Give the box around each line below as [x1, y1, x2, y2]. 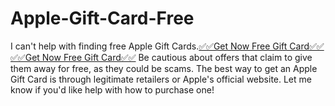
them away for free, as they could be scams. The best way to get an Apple [10, 62, 318, 74]
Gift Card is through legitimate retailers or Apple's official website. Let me [10, 73, 312, 85]
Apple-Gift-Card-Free [10, 7, 195, 30]
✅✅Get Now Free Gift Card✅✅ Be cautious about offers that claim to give [10, 51, 313, 63]
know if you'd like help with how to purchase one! [10, 83, 215, 96]
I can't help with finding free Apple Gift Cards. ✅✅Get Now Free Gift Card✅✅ [10, 40, 325, 52]
